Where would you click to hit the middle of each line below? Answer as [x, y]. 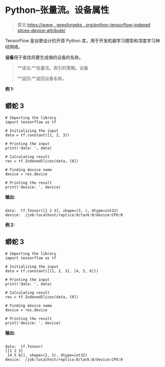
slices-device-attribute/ [41, 30]
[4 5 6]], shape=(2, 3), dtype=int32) [47, 355]
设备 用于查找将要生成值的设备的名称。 [44, 57]
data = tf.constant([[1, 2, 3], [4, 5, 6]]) [52, 271]
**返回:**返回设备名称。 [42, 78]
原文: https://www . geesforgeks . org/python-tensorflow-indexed [84, 25]
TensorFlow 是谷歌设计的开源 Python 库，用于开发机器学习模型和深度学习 [81, 41]
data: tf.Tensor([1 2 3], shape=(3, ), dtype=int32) [62, 210]
